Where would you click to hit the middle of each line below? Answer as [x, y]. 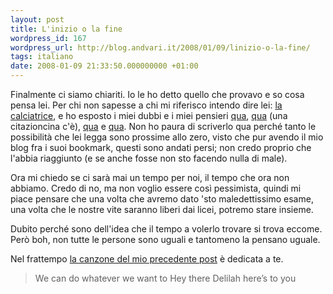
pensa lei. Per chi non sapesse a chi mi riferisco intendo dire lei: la [146, 105]
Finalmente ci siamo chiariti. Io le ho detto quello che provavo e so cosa [157, 94]
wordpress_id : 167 [48, 38]
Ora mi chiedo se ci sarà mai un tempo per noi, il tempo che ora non [150, 177]
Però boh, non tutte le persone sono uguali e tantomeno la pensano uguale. [165, 239]
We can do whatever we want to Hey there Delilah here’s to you [165, 278]
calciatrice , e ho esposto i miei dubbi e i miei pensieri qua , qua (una [149, 115]
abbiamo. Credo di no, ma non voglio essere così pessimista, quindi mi [156, 188]
